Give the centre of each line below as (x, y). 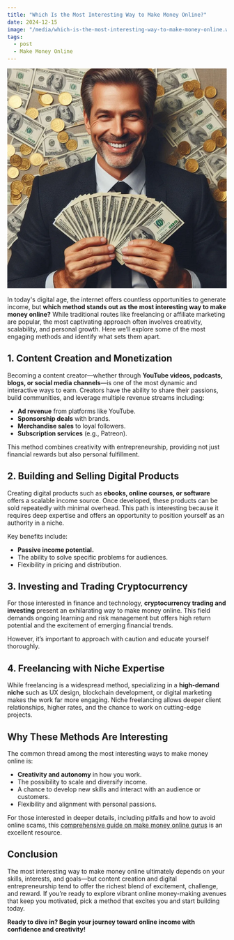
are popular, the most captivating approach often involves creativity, (105, 322)
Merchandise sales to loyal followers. (71, 426)
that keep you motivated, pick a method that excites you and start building (114, 901)
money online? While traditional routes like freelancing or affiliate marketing (116, 314)
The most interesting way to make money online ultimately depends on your (116, 871)
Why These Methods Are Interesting (88, 737)
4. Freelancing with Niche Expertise (86, 668)
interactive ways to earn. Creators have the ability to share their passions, (113, 390)
